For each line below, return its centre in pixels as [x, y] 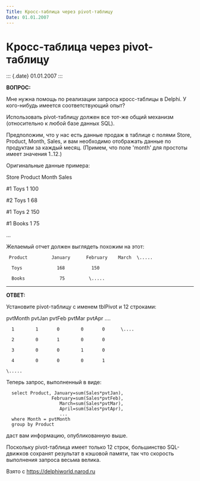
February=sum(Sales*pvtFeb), [87, 399]
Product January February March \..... [81, 258]
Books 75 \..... [58, 278]
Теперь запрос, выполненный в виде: [54, 382]
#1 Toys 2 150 [23, 212]
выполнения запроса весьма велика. [54, 460]
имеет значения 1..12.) [34, 154]
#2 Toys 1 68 [22, 200]
